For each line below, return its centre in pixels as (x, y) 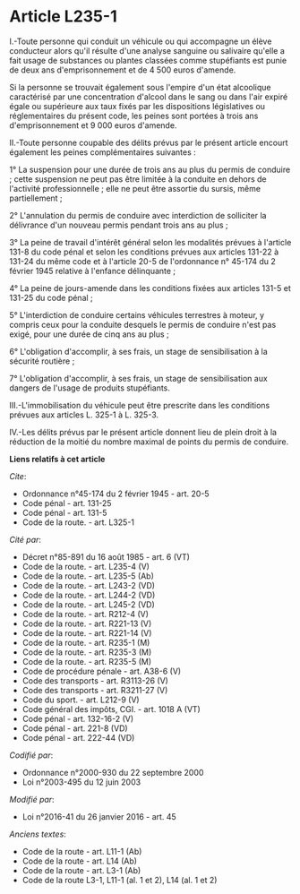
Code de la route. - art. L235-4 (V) (86, 566)
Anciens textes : (38, 834)
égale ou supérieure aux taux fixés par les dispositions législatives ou (137, 106)
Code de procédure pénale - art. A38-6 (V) (102, 671)
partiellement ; (36, 198)
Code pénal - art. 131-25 (67, 503)
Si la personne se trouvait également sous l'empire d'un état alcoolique (140, 87)
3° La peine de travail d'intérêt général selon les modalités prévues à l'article (150, 242)
